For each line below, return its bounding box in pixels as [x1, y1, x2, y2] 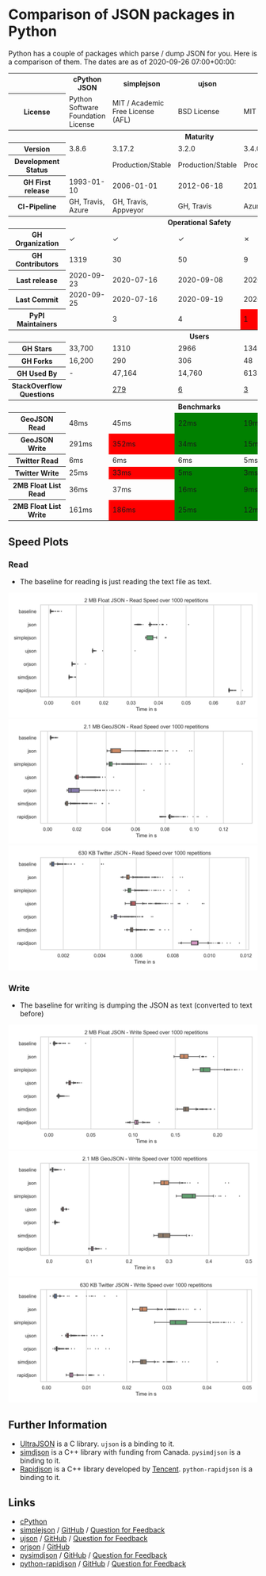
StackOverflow [11, 381, 63, 390]
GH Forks [21, 356, 53, 365]
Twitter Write [14, 468, 59, 477]
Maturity [184, 132, 215, 141]
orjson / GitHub [19, 1542, 70, 1551]
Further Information [8, 1417, 108, 1432]
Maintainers [17, 319, 58, 328]
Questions [19, 389, 55, 399]
